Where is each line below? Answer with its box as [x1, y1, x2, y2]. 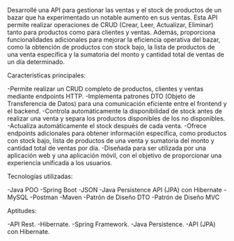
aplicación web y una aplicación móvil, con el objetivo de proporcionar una [7, 151, 222, 160]
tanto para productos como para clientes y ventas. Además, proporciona [7, 28, 216, 36]
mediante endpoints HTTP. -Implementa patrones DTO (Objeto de [7, 92, 196, 100]
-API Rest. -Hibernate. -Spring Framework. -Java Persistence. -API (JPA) [7, 220, 216, 228]
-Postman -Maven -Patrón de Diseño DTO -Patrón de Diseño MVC [30, 193, 220, 201]
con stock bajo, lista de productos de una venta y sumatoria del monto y [7, 137, 214, 145]
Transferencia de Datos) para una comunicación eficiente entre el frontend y [7, 100, 227, 107]
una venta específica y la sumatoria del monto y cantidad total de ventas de [7, 50, 224, 59]
